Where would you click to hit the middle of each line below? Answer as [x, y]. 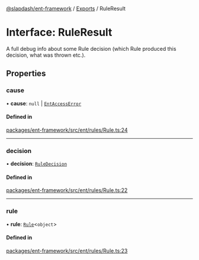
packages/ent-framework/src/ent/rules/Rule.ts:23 [67, 251]
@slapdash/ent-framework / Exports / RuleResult [66, 9]
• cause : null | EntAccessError [44, 103]
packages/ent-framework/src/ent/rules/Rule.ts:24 [67, 130]
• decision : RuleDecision [36, 164]
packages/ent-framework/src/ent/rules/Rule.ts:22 [67, 190]
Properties [26, 74]
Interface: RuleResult [59, 32]
